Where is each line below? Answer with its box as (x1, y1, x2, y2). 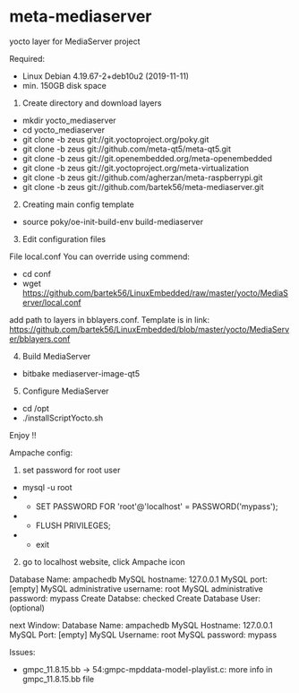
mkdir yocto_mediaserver (21, 115, 116, 126)
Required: (9, 53, 46, 64)
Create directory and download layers (21, 97, 162, 108)
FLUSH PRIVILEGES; (35, 520, 112, 531)
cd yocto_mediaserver (21, 124, 106, 135)
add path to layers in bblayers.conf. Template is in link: (9, 314, 210, 325)
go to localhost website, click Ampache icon (21, 556, 185, 567)
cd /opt (21, 403, 49, 413)
